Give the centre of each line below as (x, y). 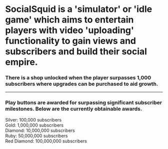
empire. (22, 62)
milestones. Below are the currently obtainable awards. (74, 109)
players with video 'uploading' (69, 30)
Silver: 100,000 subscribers (33, 120)
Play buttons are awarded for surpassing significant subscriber (84, 103)
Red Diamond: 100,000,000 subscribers (46, 141)
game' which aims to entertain (69, 20)
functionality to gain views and (71, 41)
